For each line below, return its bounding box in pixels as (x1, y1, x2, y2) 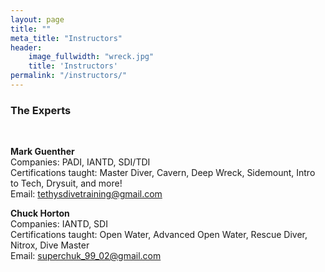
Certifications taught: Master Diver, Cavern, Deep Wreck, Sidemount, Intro (10, 167, 316, 179)
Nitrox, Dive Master (10, 239, 90, 251)
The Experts (10, 103, 72, 117)
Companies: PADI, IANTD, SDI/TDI (10, 156, 151, 168)
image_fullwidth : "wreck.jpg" (28, 52, 155, 62)
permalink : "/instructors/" (10, 71, 128, 81)
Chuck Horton (10, 207, 70, 220)
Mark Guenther (10, 146, 75, 158)
